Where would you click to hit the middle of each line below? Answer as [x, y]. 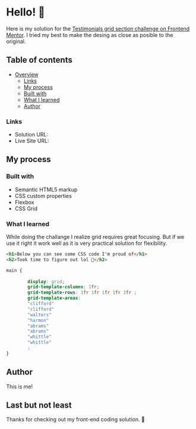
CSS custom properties [43, 195]
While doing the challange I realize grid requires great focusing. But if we [95, 237]
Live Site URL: [32, 141]
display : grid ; [46, 282]
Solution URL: [31, 135]
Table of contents [39, 60]
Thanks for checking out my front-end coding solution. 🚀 [76, 419]
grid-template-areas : [54, 298]
